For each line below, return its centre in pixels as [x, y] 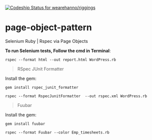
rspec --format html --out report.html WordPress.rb [61, 60]
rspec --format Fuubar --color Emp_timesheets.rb [57, 132]
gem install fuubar [25, 124]
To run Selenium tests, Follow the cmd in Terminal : [58, 51]
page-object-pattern [49, 28]
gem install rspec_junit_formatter [42, 87]
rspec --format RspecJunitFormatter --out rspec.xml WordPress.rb [76, 96]
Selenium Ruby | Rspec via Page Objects [47, 41]
